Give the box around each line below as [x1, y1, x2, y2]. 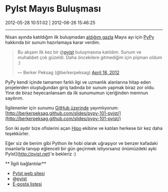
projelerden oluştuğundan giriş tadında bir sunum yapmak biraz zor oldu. [5, 84, 155, 90]
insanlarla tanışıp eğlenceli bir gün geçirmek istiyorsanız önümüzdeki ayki [5, 145, 156, 151]
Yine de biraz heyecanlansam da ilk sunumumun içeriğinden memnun [5, 90, 148, 96]
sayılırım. [5, 95, 24, 101]
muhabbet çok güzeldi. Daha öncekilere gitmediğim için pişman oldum [17, 54, 162, 60]
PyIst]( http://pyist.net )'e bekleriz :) [5, 151, 76, 157]
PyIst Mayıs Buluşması [5, 3, 101, 15]
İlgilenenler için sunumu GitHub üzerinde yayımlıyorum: [5, 105, 119, 111]
